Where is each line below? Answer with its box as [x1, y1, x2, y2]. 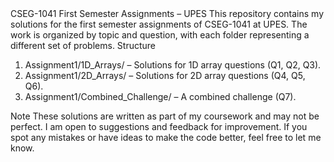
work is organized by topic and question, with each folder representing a [10, 29, 310, 41]
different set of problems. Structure [10, 40, 157, 51]
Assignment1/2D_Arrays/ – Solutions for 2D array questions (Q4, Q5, [24, 70, 306, 81]
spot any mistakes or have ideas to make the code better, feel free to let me [10, 132, 322, 143]
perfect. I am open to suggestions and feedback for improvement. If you [10, 121, 308, 132]
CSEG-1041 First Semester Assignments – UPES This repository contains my [10, 8, 325, 19]
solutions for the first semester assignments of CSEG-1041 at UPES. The [10, 18, 308, 30]
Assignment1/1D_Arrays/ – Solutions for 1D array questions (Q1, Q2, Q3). [24, 59, 322, 71]
